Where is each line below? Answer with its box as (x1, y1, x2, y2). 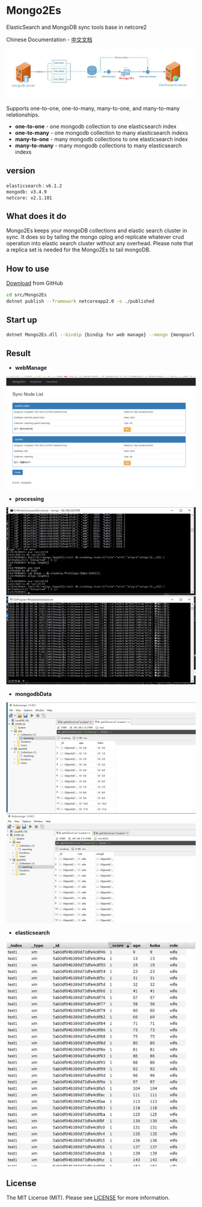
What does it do (6, 211, 67, 221)
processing (14, 495, 44, 502)
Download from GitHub (6, 280, 63, 287)
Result (6, 348, 31, 358)
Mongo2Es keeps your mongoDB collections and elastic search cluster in (6, 227, 188, 235)
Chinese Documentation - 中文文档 (6, 35, 93, 43)
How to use (6, 263, 49, 274)
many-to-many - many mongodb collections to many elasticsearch (14, 142, 182, 149)
